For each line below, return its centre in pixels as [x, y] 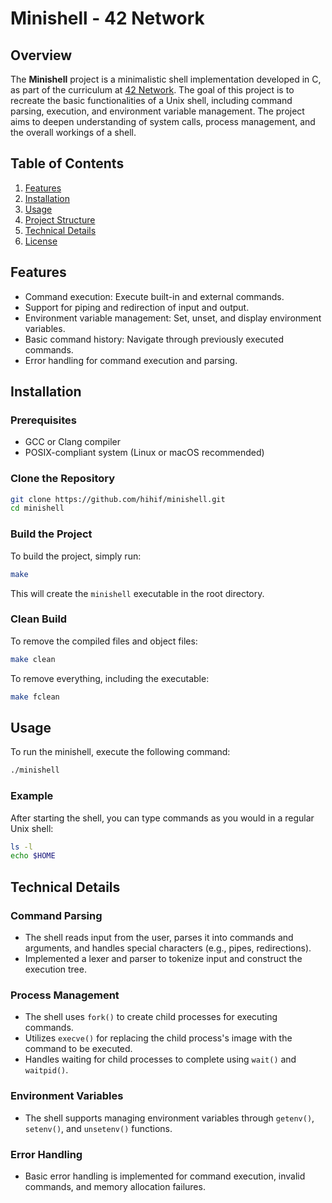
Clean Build [39, 619]
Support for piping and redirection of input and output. [137, 307]
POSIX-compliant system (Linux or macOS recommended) [144, 453]
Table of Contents [67, 163]
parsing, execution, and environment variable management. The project [157, 111]
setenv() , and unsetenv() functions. [98, 1128]
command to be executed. [78, 1049]
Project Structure [60, 219]
